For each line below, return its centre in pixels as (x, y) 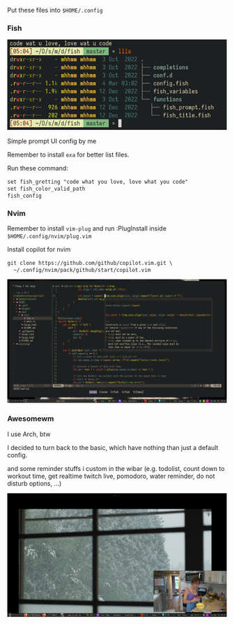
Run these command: (38, 168)
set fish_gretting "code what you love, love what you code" (98, 182)
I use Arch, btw (29, 434)
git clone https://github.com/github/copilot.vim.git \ (90, 263)
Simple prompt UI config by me (52, 141)
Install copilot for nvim (39, 249)
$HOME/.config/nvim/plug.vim (49, 237)
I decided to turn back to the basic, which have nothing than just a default (113, 447)
